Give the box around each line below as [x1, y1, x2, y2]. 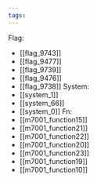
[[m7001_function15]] [19, 115, 88, 124]
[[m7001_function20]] [19, 140, 90, 149]
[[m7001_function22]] [19, 131, 90, 141]
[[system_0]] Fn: [19, 107, 73, 116]
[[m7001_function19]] [19, 156, 88, 166]
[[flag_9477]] [19, 56, 62, 66]
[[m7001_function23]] [19, 148, 90, 158]
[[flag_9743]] [19, 48, 62, 57]
